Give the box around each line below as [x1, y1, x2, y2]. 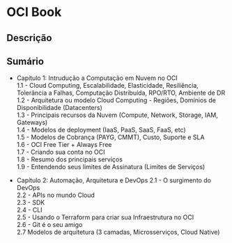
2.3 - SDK [16, 198, 45, 207]
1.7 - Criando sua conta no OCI [16, 148, 105, 157]
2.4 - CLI [16, 206, 42, 214]
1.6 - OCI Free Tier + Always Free [16, 141, 112, 149]
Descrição [6, 32, 52, 44]
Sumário [6, 55, 45, 67]
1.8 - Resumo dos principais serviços [16, 155, 123, 164]
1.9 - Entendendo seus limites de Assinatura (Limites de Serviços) [16, 163, 206, 171]
